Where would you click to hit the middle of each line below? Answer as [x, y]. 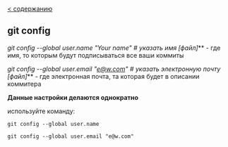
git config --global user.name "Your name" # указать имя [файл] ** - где [114, 48]
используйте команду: [41, 111]
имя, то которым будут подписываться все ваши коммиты [96, 55]
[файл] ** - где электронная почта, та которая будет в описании [103, 76]
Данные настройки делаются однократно [73, 97]
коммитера [24, 84]
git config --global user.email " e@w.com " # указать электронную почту [114, 69]
